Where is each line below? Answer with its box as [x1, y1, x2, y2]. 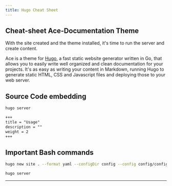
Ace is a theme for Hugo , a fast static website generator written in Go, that [5, 55, 162, 61]
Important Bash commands [5, 148, 94, 157]
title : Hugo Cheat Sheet [5, 7, 58, 13]
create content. [5, 46, 37, 52]
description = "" [5, 124, 42, 130]
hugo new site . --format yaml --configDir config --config [5, 162, 137, 167]
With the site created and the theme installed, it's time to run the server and [5, 40, 165, 46]
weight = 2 [5, 129, 29, 134]
